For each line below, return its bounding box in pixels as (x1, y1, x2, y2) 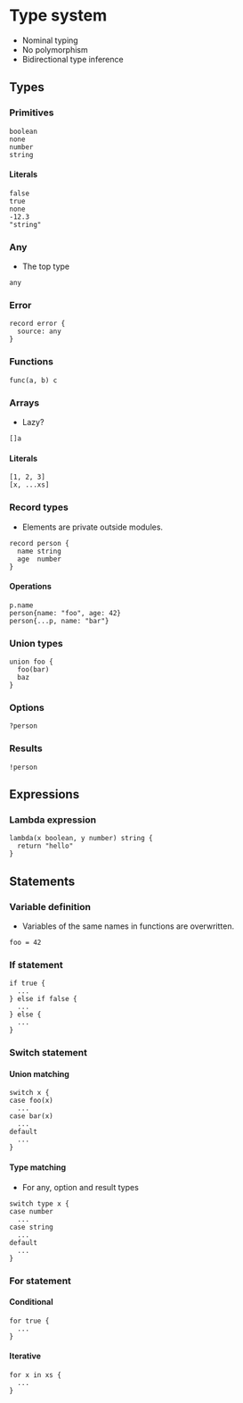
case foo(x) (9, 1096, 53, 1106)
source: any (17, 327, 62, 336)
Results (9, 742, 43, 755)
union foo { (9, 657, 53, 666)
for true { (9, 1316, 50, 1325)
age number (17, 555, 62, 564)
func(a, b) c (9, 376, 58, 385)
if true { (9, 979, 46, 988)
